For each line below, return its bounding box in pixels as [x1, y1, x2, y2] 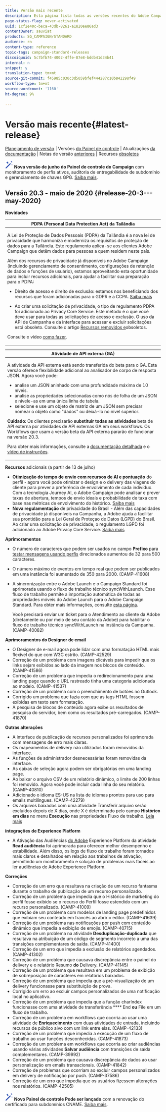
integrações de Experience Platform [5, 828, 81, 834]
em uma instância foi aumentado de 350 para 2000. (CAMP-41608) [12, 571, 150, 577]
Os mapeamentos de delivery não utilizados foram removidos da [12, 744, 144, 750]
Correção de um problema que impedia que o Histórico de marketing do [12, 893, 159, 899]
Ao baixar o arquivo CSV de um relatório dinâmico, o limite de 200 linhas [12, 776, 161, 782]
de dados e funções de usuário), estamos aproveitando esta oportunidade [7, 268, 158, 274]
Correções [5, 873, 28, 879]
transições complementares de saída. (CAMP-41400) [12, 941, 121, 946]
